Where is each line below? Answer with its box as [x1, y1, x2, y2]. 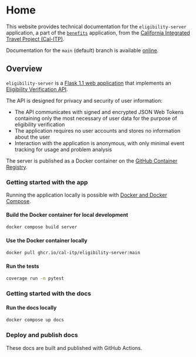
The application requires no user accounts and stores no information [14, 127, 181, 134]
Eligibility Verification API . [6, 86, 69, 93]
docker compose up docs [6, 317, 65, 323]
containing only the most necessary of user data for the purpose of [14, 114, 177, 122]
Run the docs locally [6, 304, 57, 311]
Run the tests [6, 262, 39, 270]
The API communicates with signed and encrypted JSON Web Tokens [14, 108, 184, 115]
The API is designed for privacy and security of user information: [6, 97, 163, 104]
